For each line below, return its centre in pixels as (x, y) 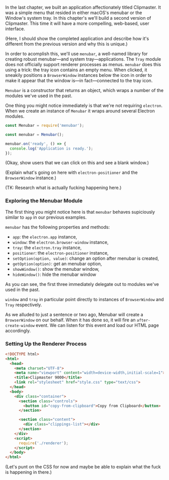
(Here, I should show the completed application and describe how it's (77, 38)
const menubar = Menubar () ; (35, 134)
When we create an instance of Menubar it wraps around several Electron (80, 111)
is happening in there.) (28, 472)
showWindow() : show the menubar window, (56, 269)
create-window (20, 325)
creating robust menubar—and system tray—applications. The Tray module (83, 59)
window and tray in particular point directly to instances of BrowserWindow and (84, 299)
